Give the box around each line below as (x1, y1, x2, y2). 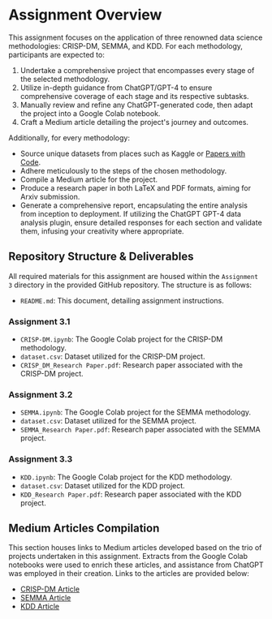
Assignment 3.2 (8, 389, 73, 400)
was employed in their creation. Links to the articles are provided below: (8, 569, 249, 578)
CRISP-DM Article (19, 584, 80, 594)
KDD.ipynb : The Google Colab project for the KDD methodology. (19, 472, 233, 482)
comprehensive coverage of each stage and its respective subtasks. (19, 91, 249, 101)
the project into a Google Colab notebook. (19, 108, 161, 118)
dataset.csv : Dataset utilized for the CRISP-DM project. (19, 351, 205, 362)
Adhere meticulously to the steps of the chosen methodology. (19, 165, 227, 175)
